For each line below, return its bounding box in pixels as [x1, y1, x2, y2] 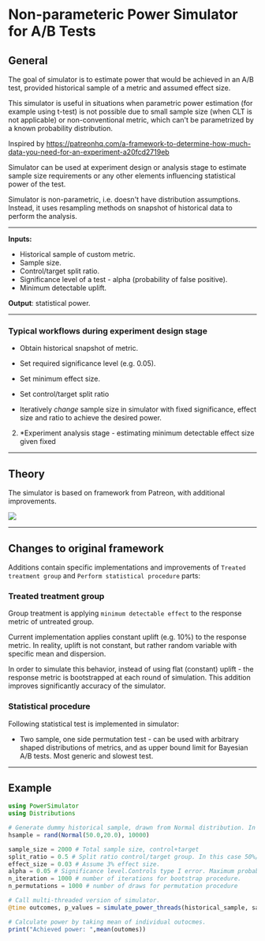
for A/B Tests [8, 22, 96, 40]
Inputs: [8, 235, 32, 243]
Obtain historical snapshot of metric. [19, 344, 139, 353]
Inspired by [8, 139, 45, 148]
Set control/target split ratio [19, 390, 110, 399]
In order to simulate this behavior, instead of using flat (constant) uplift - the [8, 664, 254, 674]
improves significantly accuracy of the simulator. [8, 681, 166, 691]
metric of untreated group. [8, 617, 95, 627]
